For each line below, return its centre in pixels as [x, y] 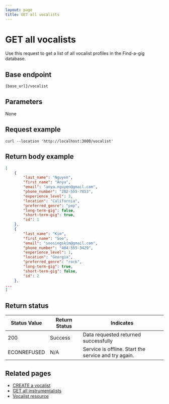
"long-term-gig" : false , [49, 210]
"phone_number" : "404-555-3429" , [58, 248]
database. [16, 59]
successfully [98, 341]
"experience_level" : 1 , [48, 252]
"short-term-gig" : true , [49, 215]
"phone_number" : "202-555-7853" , [58, 192]
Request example [33, 130]
